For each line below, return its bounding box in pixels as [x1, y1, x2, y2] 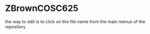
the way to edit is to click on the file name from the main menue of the [5, 19, 146, 24]
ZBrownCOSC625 [5, 3, 79, 14]
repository [5, 23, 26, 29]
